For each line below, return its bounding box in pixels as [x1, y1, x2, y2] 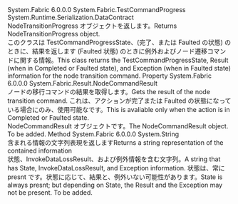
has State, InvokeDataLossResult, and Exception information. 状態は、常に [7, 164, 225, 172]
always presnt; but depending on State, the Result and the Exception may [7, 180, 223, 189]
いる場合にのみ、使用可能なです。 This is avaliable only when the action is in [7, 106, 230, 113]
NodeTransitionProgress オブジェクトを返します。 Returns [7, 21, 177, 30]
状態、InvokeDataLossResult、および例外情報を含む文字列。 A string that [7, 155, 221, 163]
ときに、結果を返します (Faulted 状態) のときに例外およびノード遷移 [7, 47, 208, 55]
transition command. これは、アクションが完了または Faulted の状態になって [7, 96, 232, 105]
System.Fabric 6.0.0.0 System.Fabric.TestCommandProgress [7, 6, 186, 14]
